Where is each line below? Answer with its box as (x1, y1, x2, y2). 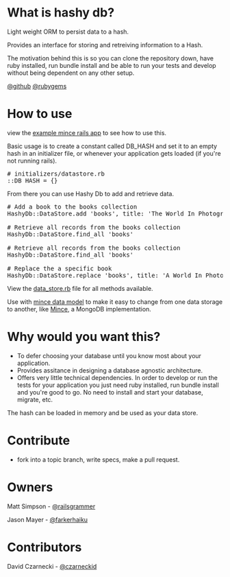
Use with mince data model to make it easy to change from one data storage (7, 297, 223, 306)
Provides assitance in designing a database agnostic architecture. (16, 366, 203, 375)
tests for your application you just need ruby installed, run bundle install (16, 381, 219, 389)
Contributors (7, 539, 82, 555)
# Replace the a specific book (7, 264, 112, 272)
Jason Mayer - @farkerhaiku (7, 515, 88, 523)
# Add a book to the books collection (7, 202, 138, 211)
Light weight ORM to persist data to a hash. (7, 27, 129, 36)
